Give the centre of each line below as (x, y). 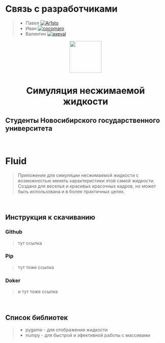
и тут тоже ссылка (38, 292)
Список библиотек (37, 317)
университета (29, 128)
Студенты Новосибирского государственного (83, 120)
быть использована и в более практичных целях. (71, 191)
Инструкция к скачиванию (50, 217)
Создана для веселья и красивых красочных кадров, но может (87, 186)
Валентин (36, 34)
